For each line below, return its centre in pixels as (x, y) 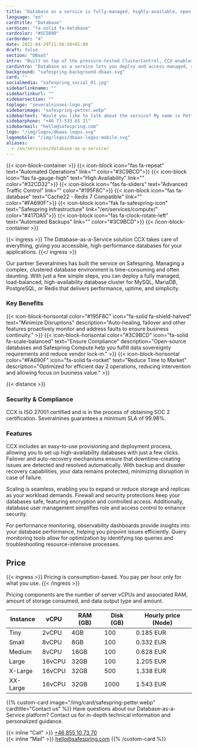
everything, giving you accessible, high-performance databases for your (94, 246)
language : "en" (25, 17)
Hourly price (162, 615)
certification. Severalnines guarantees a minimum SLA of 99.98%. (86, 418)
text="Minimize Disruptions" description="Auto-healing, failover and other (96, 322)
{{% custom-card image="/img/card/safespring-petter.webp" (81, 703)
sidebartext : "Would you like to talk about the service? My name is (93, 115)
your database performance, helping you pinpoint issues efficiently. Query (96, 532)
